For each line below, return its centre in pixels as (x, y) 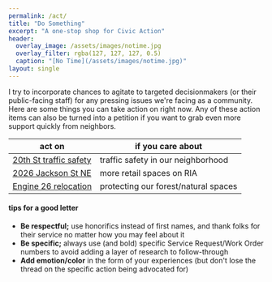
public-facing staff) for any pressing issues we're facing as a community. (131, 100)
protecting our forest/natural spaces (168, 186)
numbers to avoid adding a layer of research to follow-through (124, 251)
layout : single (34, 69)
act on (52, 146)
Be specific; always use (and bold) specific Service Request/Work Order (142, 243)
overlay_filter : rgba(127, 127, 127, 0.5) (89, 53)
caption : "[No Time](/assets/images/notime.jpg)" (101, 62)
